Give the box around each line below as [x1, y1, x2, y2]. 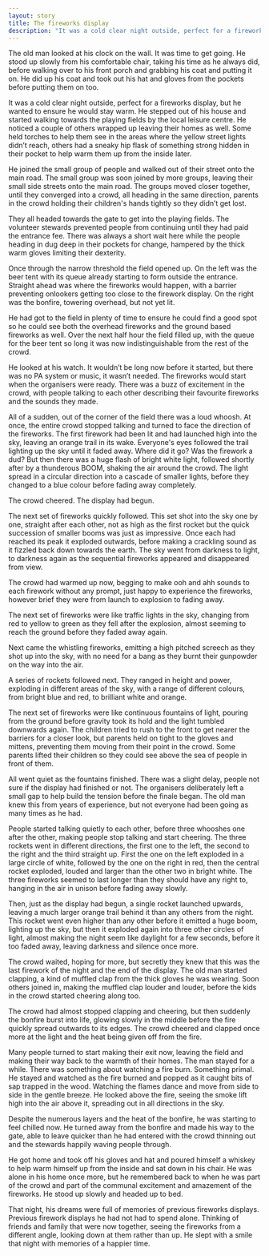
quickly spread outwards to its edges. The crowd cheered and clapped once [8, 1024, 260, 1033]
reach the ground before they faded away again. [8, 628, 168, 637]
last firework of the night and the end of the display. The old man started [8, 965, 247, 975]
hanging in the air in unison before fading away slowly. [8, 884, 188, 893]
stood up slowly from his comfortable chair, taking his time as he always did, [8, 57, 260, 66]
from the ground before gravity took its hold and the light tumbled [8, 716, 225, 726]
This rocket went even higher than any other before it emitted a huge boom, [8, 916, 258, 925]
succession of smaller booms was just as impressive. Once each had [8, 528, 236, 538]
